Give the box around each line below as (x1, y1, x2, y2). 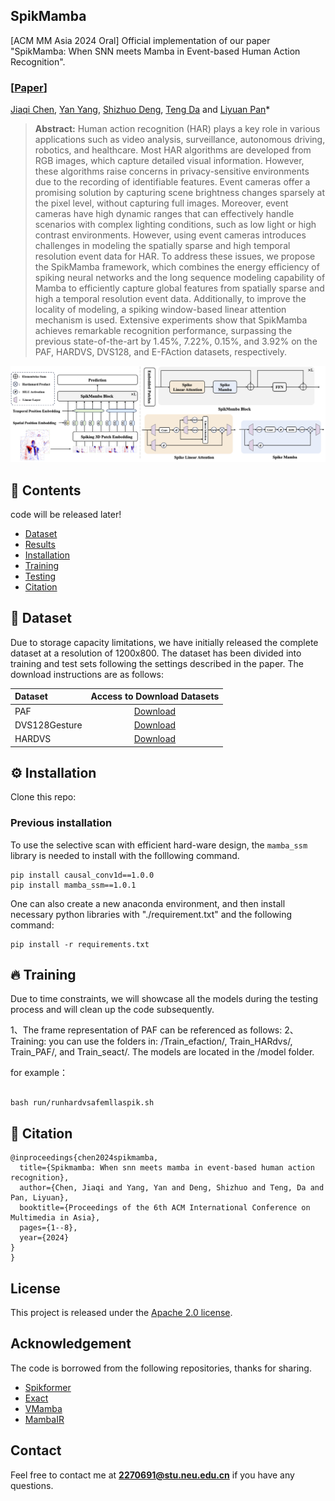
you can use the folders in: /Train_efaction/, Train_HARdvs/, (48, 1035, 293, 1048)
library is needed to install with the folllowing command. (10, 849, 240, 861)
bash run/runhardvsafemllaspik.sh (10, 1098, 155, 1108)
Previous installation (10, 816, 113, 830)
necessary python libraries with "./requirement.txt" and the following (10, 908, 293, 920)
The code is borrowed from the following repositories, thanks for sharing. (10, 1362, 312, 1374)
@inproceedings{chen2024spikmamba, (10, 1153, 159, 1163)
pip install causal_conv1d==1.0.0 (10, 870, 155, 880)
